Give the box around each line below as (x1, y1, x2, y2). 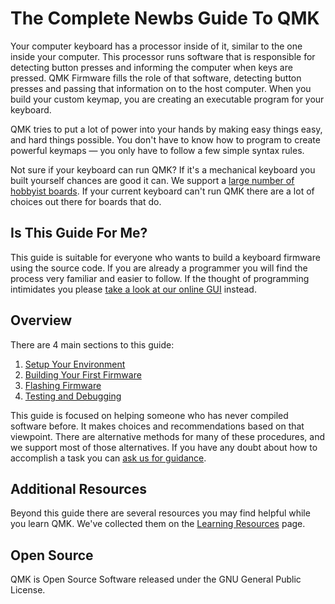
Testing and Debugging (24, 390, 122, 402)
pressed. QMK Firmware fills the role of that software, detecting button (10, 72, 302, 84)
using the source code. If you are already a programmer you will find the (10, 262, 308, 274)
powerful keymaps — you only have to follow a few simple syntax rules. (10, 144, 305, 156)
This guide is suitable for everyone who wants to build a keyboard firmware (10, 251, 321, 263)
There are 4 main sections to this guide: (10, 338, 175, 351)
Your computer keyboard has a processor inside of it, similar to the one (10, 40, 303, 52)
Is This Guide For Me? (10, 225, 148, 242)
